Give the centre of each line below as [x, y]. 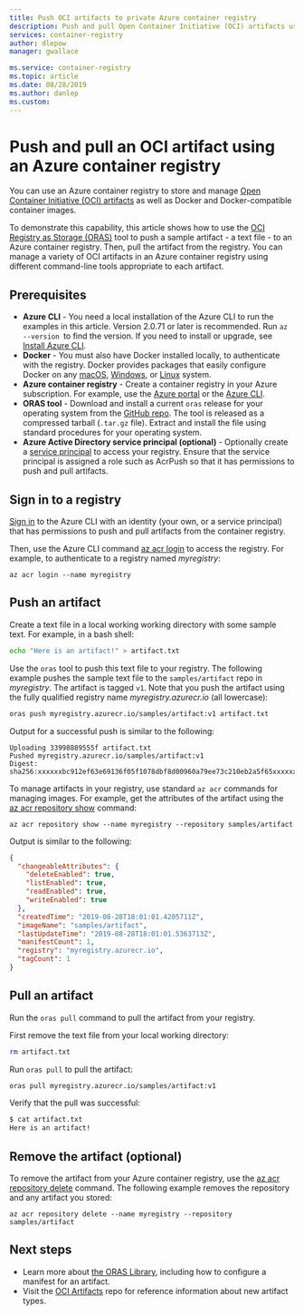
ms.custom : [30, 102]
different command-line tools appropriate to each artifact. [117, 266]
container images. [43, 211]
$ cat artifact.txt [46, 1120]
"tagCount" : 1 [44, 959]
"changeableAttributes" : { [68, 866]
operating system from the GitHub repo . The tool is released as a [143, 413]
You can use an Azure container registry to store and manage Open [135, 191]
